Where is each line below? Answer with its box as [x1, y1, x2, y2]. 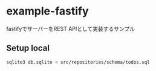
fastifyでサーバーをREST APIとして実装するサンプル [6, 25, 135, 32]
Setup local [6, 43, 50, 53]
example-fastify [6, 4, 89, 18]
